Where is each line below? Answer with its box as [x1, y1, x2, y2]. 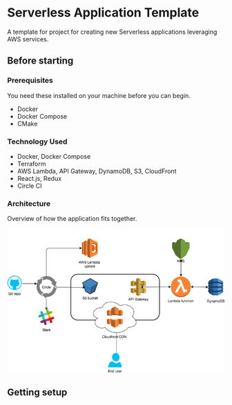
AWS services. [7, 34, 49, 43]
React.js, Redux [17, 174, 62, 182]
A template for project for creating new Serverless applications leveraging [7, 28, 217, 36]
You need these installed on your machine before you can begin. [7, 91, 191, 99]
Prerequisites [7, 76, 53, 86]
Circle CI [17, 181, 42, 190]
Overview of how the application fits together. [7, 215, 137, 223]
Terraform [17, 159, 46, 168]
